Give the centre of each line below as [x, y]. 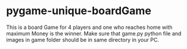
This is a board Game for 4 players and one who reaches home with [89, 27]
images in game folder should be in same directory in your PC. [83, 40]
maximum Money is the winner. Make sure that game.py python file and [94, 33]
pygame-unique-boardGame [79, 11]
